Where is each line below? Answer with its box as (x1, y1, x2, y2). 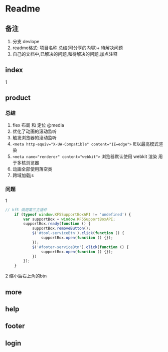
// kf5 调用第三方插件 (5, 207, 48, 212)
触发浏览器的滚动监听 (12, 134, 57, 140)
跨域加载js (12, 172, 34, 178)
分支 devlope (12, 39, 40, 44)
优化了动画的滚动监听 (12, 128, 57, 134)
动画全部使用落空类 (12, 166, 53, 172)
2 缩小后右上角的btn (5, 273, 47, 279)
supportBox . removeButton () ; (32, 226, 91, 231)
